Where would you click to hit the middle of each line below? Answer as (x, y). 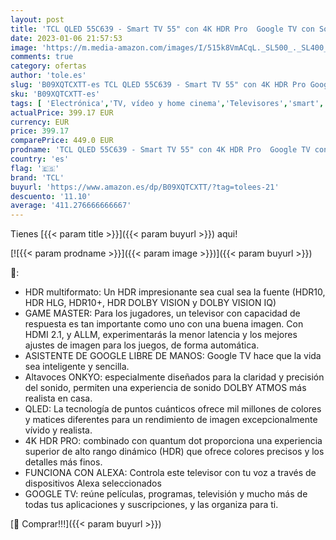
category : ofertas (48, 66)
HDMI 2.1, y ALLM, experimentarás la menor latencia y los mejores (161, 335)
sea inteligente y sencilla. (77, 367)
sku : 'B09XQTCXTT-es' (55, 94)
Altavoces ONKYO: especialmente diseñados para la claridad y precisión (174, 377)
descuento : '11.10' (51, 196)
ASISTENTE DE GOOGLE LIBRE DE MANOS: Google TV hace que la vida (173, 356)
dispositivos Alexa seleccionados (93, 483)
